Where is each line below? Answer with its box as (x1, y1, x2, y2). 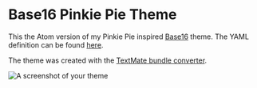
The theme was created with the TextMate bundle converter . (8, 55, 208, 65)
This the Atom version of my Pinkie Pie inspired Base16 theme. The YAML (8, 32, 250, 41)
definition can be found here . (8, 40, 104, 49)
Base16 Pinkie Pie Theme (8, 6, 177, 24)
